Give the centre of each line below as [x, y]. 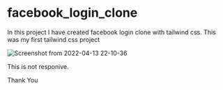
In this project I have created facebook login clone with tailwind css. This [111, 32]
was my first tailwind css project [54, 39]
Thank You [23, 80]
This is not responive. [38, 66]
